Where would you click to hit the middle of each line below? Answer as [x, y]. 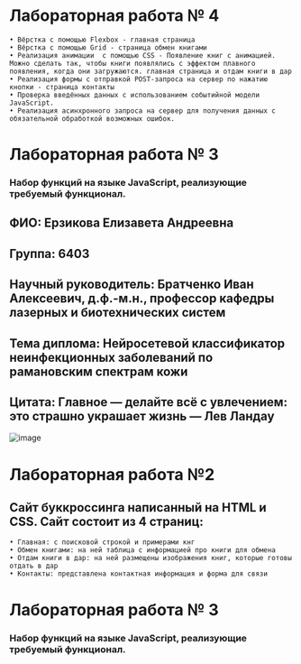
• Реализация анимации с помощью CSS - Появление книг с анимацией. [143, 55]
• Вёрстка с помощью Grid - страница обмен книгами [108, 47]
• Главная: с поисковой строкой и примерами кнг [102, 542]
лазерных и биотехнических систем [118, 313]
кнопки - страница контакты [62, 87]
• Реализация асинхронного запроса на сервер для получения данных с [143, 111]
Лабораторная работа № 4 [114, 16]
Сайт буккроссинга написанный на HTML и [138, 507]
